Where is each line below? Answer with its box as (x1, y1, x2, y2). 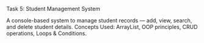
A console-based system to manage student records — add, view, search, (6, 17, 192, 24)
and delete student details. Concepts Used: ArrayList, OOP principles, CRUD (6, 24, 198, 30)
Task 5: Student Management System (6, 5, 100, 12)
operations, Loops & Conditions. (6, 30, 87, 37)
